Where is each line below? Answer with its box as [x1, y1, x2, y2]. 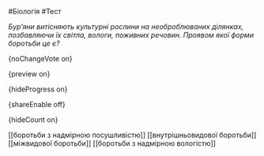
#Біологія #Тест [8, 7, 62, 16]
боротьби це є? [8, 39, 61, 48]
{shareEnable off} [8, 100, 66, 109]
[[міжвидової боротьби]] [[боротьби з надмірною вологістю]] [8, 139, 216, 148]
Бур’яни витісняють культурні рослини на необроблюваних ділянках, [8, 22, 244, 31]
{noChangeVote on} [8, 54, 73, 63]
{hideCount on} [8, 115, 58, 124]
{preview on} [8, 69, 51, 78]
